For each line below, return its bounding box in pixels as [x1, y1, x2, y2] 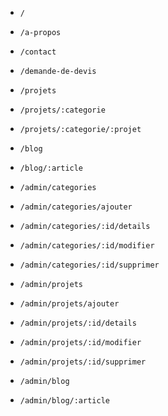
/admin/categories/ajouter [19, 202, 133, 212]
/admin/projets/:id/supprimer [19, 357, 147, 367]
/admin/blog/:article [19, 396, 110, 406]
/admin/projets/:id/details [19, 318, 137, 328]
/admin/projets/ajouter [19, 299, 120, 309]
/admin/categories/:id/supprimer [19, 260, 160, 270]
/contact [19, 47, 57, 57]
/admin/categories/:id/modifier [19, 241, 155, 251]
